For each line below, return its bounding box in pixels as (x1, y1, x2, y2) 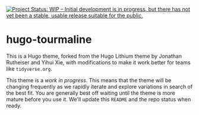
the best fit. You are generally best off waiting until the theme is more (6, 89, 175, 97)
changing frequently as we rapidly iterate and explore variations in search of (6, 83, 193, 90)
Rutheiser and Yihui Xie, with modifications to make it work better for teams (6, 58, 191, 66)
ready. (6, 102, 22, 109)
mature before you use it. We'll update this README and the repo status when (6, 95, 191, 102)
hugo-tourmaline (6, 33, 92, 46)
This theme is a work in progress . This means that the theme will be (6, 76, 172, 83)
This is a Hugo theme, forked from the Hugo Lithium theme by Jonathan (6, 52, 182, 60)
